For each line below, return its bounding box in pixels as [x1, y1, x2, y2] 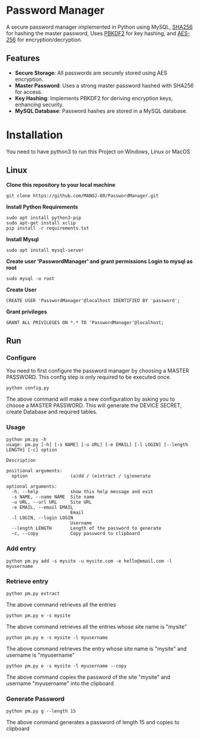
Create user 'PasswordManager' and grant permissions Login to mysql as [6, 257, 193, 265]
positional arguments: [6, 468, 63, 474]
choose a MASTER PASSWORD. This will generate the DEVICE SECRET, [6, 402, 182, 409]
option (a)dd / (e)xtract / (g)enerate [11, 473, 151, 479]
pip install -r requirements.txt [6, 225, 90, 231]
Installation [6, 128, 63, 142]
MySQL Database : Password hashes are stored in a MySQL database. [14, 107, 188, 114]
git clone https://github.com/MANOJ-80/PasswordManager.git [6, 192, 159, 199]
